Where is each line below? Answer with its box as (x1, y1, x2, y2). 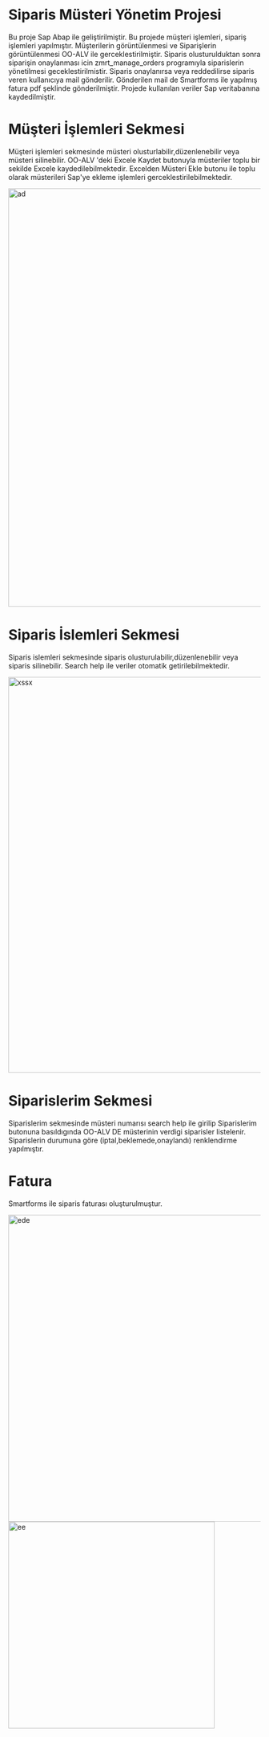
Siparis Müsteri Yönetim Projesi (8, 6, 222, 24)
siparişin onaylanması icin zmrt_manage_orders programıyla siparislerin (8, 58, 244, 67)
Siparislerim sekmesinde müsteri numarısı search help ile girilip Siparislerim (8, 1118, 258, 1128)
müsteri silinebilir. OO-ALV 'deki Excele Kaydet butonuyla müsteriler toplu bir (8, 155, 260, 165)
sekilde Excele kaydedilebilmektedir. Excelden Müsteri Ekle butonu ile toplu (8, 163, 256, 174)
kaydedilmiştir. (8, 92, 56, 101)
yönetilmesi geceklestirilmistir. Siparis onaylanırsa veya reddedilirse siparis (8, 66, 255, 76)
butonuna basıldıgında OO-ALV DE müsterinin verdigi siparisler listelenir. (8, 1126, 247, 1136)
